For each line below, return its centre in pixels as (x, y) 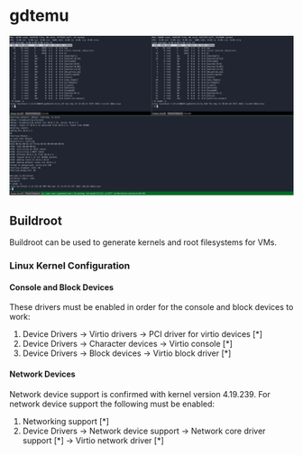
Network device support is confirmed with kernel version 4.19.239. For (140, 394)
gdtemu (39, 16)
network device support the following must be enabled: (112, 404)
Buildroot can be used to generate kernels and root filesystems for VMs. (143, 242)
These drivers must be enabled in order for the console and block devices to (151, 307)
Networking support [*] (66, 421)
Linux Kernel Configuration (70, 266)
